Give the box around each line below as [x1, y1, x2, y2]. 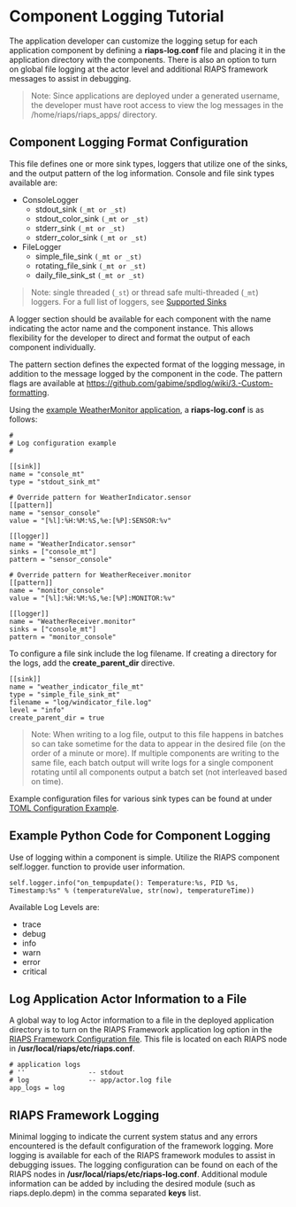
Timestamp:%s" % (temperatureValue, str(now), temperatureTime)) [9, 886, 254, 895]
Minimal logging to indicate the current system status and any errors [9, 1132, 258, 1142]
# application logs [9, 1061, 81, 1070]
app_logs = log [9, 1084, 65, 1093]
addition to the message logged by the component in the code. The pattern [9, 368, 283, 378]
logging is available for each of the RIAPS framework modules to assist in [9, 1150, 276, 1161]
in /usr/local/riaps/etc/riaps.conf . [9, 1043, 135, 1054]
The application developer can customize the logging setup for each [9, 35, 258, 46]
